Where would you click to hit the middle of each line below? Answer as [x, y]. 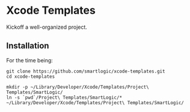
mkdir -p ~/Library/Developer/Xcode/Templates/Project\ [78, 87]
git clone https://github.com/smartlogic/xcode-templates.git [86, 71]
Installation [28, 46]
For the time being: [29, 60]
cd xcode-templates [31, 76]
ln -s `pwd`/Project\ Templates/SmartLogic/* [64, 97]
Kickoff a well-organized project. [47, 27]
